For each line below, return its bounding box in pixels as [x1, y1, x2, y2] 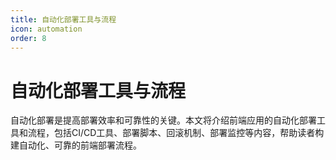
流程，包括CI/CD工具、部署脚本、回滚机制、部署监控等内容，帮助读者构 [27, 127, 325, 139]
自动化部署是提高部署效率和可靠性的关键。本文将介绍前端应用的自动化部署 [10, 114, 317, 126]
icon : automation [10, 24, 83, 34]
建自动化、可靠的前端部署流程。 [10, 139, 142, 151]
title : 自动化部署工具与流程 [10, 14, 117, 25]
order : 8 [10, 33, 47, 43]
